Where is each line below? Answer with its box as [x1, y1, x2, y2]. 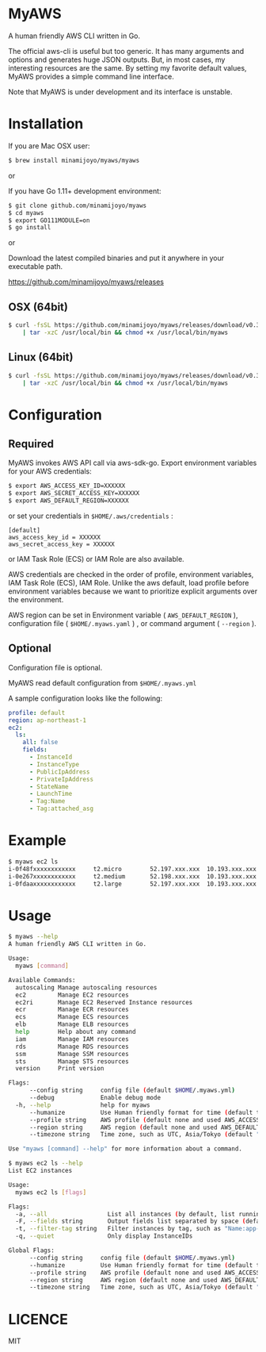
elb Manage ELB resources [15, 1020, 129, 1028]
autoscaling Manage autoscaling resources [15, 983, 158, 992]
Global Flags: [8, 1246, 55, 1254]
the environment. [8, 595, 64, 604]
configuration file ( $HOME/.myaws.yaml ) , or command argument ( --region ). [8, 619, 257, 628]
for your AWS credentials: [8, 467, 93, 476]
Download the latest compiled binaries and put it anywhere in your [8, 253, 224, 263]
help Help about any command [15, 1028, 136, 1036]
